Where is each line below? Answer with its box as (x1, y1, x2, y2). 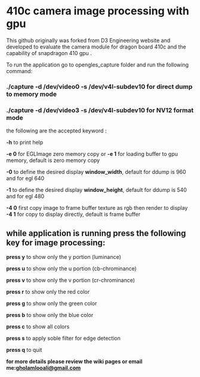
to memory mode (6, 90, 57, 98)
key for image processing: (6, 237, 106, 248)
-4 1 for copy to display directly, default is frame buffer (6, 211, 141, 218)
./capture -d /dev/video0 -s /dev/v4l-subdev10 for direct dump (6, 82, 193, 91)
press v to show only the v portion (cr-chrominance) (6, 276, 136, 283)
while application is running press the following (6, 228, 186, 238)
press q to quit (6, 346, 42, 353)
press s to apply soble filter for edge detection (6, 334, 121, 342)
